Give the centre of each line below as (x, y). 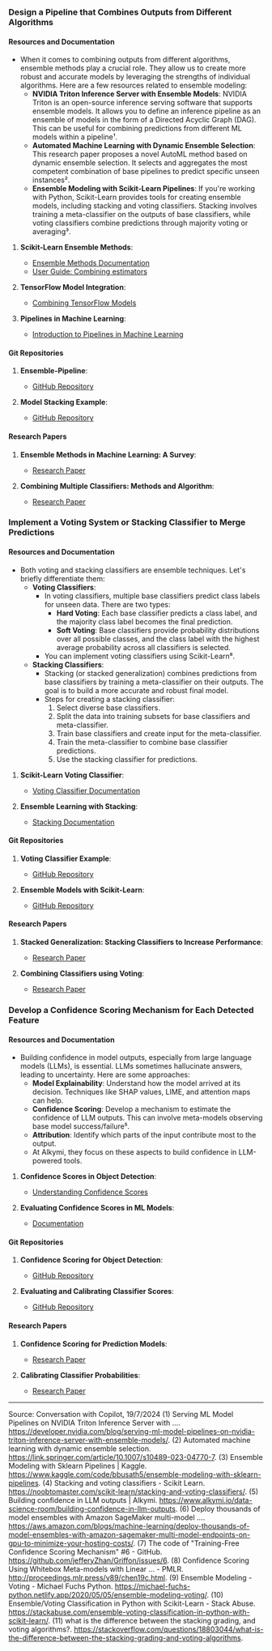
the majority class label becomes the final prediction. (144, 621)
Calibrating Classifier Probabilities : (80, 1375)
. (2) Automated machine (209, 1440)
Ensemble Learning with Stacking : (79, 806)
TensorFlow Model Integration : (73, 287)
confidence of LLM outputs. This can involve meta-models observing (147, 1118)
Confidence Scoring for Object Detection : (91, 1260)
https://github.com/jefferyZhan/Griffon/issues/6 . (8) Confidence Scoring (129, 1560)
